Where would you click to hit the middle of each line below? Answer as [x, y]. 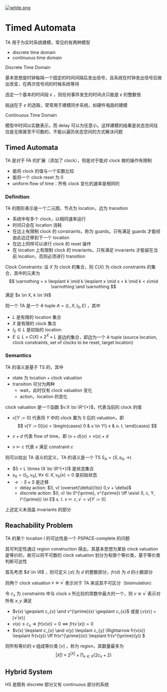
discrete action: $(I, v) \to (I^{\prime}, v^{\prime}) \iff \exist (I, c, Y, [87, 493]
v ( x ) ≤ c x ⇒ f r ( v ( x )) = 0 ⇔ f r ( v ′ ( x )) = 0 [53, 624]
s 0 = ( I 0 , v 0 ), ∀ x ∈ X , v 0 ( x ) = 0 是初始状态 [55, 476]
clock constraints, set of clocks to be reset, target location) [73, 343]
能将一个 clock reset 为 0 [38, 177]
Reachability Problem [39, 525]
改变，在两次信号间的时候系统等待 [44, 84]
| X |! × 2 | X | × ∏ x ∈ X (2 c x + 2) [83, 655]
